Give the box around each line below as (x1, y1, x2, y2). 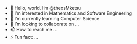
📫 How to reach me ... (10, 27, 58, 32)
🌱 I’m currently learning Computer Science (10, 16, 100, 21)
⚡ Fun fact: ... (10, 34, 38, 40)
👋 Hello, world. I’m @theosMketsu (10, 5, 81, 11)
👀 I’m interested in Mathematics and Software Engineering (10, 10, 132, 16)
